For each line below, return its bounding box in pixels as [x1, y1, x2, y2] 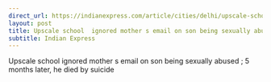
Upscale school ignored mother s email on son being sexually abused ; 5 [8, 56, 250, 66]
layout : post [8, 19, 52, 27]
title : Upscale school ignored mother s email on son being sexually [8, 27, 251, 35]
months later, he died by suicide [8, 65, 115, 75]
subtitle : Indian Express [8, 34, 95, 43]
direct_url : [8, 11, 48, 20]
